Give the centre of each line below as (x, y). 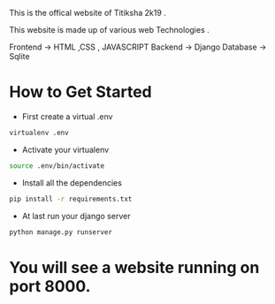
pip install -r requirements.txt (71, 199)
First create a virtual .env (67, 116)
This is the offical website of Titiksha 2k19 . (88, 13)
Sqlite (19, 56)
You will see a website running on (134, 267)
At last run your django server (76, 216)
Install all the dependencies (72, 182)
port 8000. (50, 286)
